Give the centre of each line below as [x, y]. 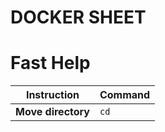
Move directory [52, 112]
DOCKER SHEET [78, 17]
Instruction [52, 95]
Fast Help [50, 63]
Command [125, 95]
